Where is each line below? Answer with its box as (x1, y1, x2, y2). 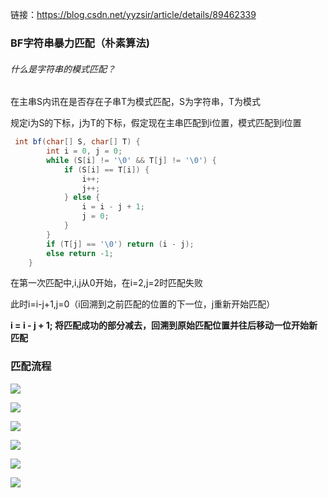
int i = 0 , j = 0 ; (46, 146, 123, 156)
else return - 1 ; (46, 248, 114, 258)
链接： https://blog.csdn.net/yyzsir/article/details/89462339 (10, 9, 257, 20)
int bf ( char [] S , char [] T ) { (14, 137, 141, 147)
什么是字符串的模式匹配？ (10, 63, 116, 75)
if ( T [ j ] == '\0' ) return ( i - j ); (46, 239, 195, 249)
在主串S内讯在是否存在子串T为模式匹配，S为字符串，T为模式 (10, 96, 262, 108)
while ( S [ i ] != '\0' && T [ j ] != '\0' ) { (46, 155, 217, 165)
